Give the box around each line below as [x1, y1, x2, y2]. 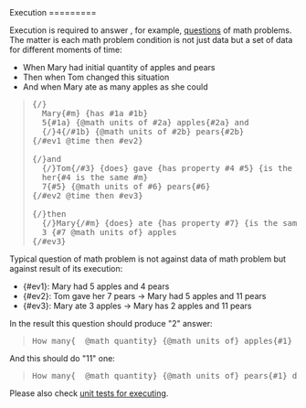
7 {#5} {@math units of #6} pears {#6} [41, 181, 211, 191]
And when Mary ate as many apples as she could [22, 81, 208, 92]
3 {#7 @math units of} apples [41, 227, 177, 237]
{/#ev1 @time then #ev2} [31, 135, 143, 145]
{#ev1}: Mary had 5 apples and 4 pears [22, 281, 170, 292]
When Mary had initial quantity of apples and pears [22, 62, 216, 72]
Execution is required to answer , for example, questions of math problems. [9, 25, 292, 36]
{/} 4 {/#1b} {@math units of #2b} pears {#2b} [41, 126, 245, 136]
